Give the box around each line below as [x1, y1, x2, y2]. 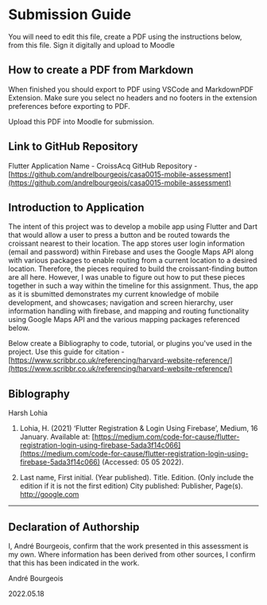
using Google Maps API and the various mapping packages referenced [8, 315, 240, 324]
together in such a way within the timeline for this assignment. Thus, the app [8, 281, 258, 291]
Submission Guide [8, 6, 132, 24]
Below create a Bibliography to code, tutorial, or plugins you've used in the [8, 339, 253, 348]
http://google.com [19, 490, 79, 499]
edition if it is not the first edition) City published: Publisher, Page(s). [19, 481, 244, 491]
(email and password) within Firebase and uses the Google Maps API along [8, 247, 254, 257]
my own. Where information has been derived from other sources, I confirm [8, 550, 256, 559]
